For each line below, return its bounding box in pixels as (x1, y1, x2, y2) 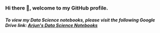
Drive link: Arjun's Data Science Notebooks (5, 22, 98, 28)
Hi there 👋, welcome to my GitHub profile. (5, 4, 108, 11)
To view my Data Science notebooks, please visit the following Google (5, 17, 155, 23)
